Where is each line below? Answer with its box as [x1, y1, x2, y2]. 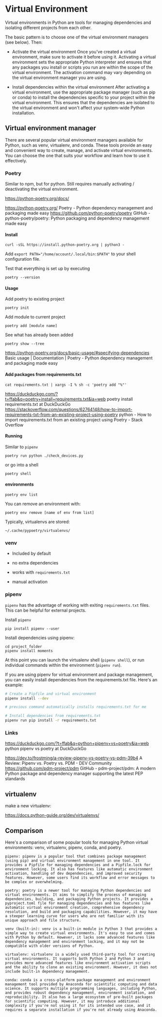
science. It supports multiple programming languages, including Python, [5, 986, 158, 991]
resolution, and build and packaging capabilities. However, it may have [5, 909, 158, 914]
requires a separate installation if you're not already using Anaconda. [5, 1007, 158, 1012]
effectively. [5, 157, 28, 164]
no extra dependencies [12, 560, 59, 566]
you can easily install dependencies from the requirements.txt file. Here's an [5, 677, 158, 682]
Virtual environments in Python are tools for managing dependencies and [5, 19, 151, 25]
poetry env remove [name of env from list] [5, 510, 95, 515]
